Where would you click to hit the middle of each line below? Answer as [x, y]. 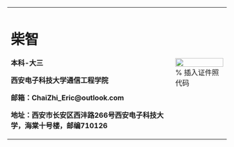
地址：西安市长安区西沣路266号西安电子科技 [84, 116]
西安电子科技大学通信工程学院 [60, 81]
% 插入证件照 [197, 72]
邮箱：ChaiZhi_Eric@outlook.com [67, 98]
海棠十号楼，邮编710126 [66, 126]
